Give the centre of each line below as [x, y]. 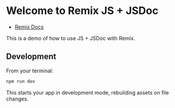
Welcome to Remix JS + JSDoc [82, 11]
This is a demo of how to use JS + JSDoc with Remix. [71, 38]
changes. [17, 99]
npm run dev [21, 81]
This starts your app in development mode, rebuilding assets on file [87, 92]
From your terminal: [30, 71]
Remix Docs [29, 27]
